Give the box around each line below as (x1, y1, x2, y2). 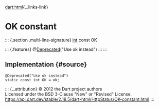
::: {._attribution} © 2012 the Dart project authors (5, 86, 102, 92)
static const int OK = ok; (5, 77, 60, 82)
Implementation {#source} (5, 61, 88, 69)
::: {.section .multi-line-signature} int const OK (5, 37, 97, 43)
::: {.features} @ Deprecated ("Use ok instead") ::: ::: (5, 46, 107, 52)
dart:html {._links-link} (5, 4, 49, 10)
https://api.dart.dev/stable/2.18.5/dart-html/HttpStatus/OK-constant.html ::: (5, 96, 155, 102)
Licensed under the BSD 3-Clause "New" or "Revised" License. (5, 91, 132, 97)
